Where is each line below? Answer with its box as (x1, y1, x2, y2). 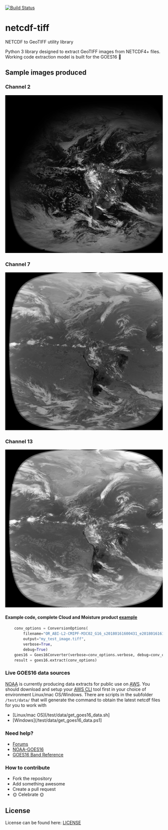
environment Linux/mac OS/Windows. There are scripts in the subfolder (5, 691, 153, 697)
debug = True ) (23, 647, 48, 652)
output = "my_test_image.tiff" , (23, 637, 86, 642)
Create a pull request (12, 786, 56, 792)
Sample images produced (5, 68, 86, 77)
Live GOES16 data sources (5, 669, 70, 676)
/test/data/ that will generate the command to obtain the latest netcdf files (5, 697, 160, 703)
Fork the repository (12, 775, 52, 781)
